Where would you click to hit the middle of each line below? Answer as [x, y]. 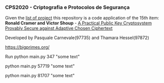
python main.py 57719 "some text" [40, 66]
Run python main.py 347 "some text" [42, 57]
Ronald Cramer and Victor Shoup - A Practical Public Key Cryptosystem [79, 23]
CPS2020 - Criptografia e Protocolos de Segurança [68, 7]
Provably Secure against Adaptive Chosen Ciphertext [59, 28]
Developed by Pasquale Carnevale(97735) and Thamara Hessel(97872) [77, 38]
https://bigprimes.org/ [27, 47]
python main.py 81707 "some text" [40, 76]
